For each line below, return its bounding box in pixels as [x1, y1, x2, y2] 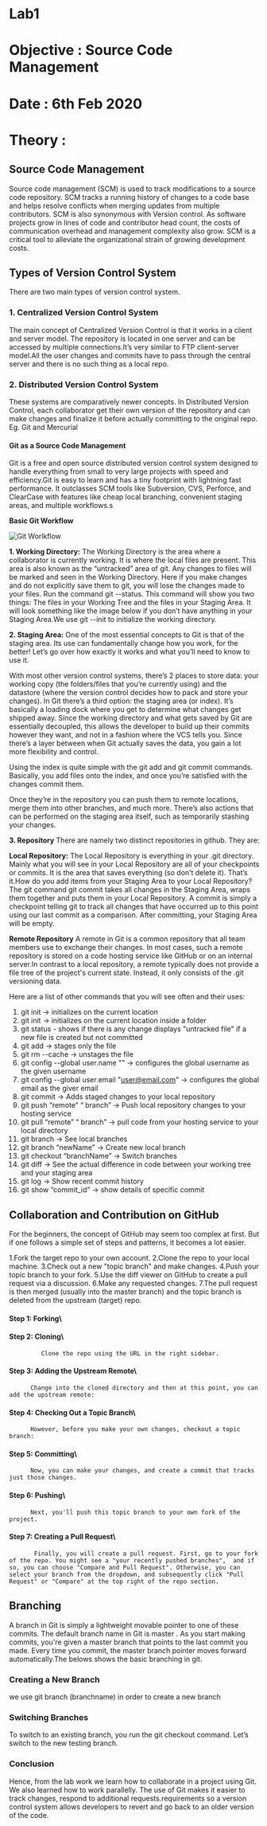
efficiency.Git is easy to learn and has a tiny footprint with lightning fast [9, 475, 242, 485]
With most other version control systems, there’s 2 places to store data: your [9, 671, 259, 681]
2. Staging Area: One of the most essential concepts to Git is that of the [9, 630, 245, 639]
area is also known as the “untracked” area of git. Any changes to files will [9, 564, 253, 573]
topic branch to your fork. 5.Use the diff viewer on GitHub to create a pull [9, 1269, 248, 1279]
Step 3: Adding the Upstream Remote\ [9, 1367, 137, 1376]
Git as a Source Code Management [9, 440, 126, 450]
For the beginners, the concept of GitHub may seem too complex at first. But [9, 1229, 260, 1238]
